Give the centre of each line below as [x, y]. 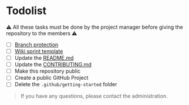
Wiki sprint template [39, 51]
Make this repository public [48, 71]
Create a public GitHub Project [51, 78]
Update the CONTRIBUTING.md [53, 65]
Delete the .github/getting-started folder [66, 84]
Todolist [26, 11]
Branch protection [36, 45]
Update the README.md [44, 58]
